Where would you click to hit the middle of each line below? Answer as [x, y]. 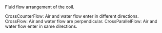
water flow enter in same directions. [41, 26]
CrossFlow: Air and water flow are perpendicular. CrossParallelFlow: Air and [81, 21]
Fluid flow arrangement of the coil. [40, 7]
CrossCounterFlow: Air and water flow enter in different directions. [72, 16]
